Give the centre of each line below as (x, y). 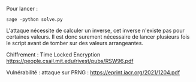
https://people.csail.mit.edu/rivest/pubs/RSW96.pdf (70, 61)
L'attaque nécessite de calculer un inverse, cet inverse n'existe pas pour (95, 30)
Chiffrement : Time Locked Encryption (53, 55)
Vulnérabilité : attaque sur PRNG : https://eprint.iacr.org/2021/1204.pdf (93, 72)
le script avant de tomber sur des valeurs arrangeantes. (75, 43)
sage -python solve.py (34, 20)
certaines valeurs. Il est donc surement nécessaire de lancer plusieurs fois (98, 37)
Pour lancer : (22, 9)
